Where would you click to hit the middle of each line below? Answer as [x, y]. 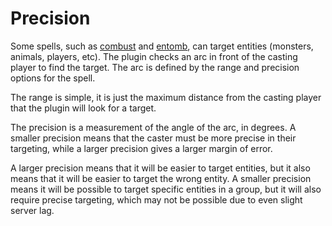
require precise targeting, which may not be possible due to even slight [156, 199]
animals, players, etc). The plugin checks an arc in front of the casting [154, 56]
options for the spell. [53, 78]
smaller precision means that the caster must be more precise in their [153, 138]
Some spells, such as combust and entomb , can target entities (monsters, [162, 46]
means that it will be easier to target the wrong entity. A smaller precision [161, 178]
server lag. [32, 210]
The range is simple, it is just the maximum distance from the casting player [166, 97]
